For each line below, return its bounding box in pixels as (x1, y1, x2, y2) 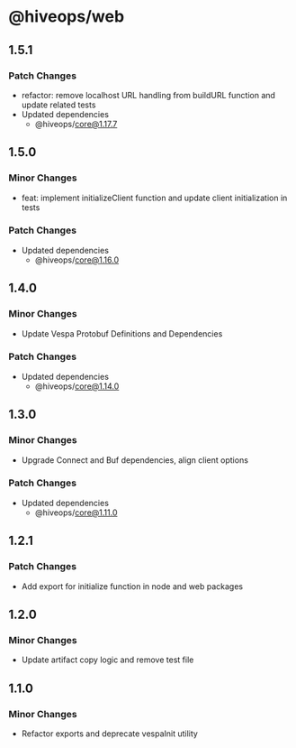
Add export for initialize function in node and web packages (21, 580, 244, 592)
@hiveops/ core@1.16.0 (34, 254, 119, 265)
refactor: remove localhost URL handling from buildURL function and (21, 89, 276, 100)
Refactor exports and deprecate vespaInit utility (21, 728, 199, 739)
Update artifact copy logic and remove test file (21, 654, 194, 665)
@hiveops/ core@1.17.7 (34, 118, 118, 129)
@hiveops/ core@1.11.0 (34, 507, 118, 518)
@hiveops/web (8, 6, 125, 27)
